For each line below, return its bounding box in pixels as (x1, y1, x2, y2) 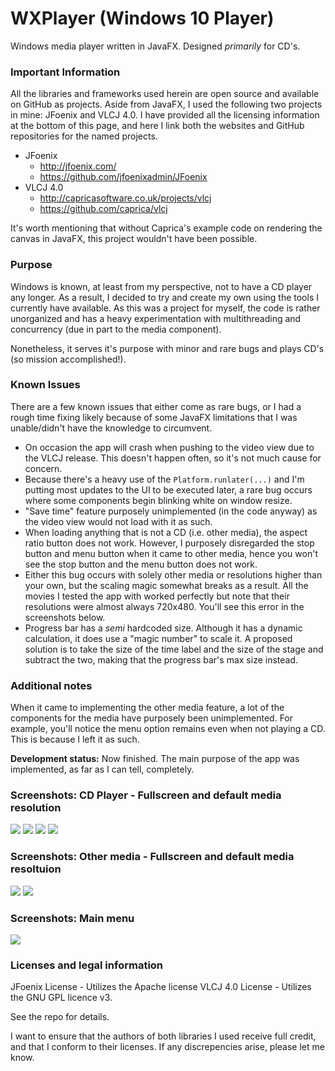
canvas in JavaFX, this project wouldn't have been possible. (10, 233, 258, 245)
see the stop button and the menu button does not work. (24, 558, 258, 570)
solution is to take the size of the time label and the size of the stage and (24, 643, 324, 655)
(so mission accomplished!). (10, 353, 127, 365)
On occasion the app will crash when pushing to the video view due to (24, 441, 315, 453)
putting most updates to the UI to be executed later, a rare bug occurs (24, 483, 313, 496)
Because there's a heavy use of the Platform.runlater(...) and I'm (24, 473, 305, 485)
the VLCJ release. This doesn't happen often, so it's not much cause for (24, 452, 322, 464)
